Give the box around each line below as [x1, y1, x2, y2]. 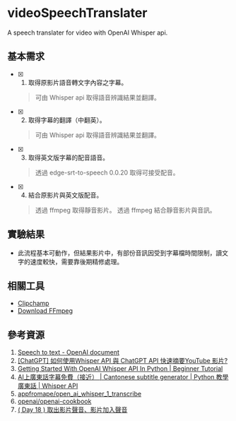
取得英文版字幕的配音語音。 [28, 153, 110, 162]
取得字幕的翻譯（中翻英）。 [28, 115, 106, 124]
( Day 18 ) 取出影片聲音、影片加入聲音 [17, 405, 128, 414]
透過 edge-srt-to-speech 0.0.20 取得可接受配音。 [35, 168, 179, 177]
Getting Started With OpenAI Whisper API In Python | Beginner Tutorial [17, 364, 223, 373]
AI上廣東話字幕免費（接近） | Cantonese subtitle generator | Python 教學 [17, 373, 229, 381]
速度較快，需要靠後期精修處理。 [30, 257, 124, 266]
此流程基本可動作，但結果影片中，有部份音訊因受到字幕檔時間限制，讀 [17, 249, 223, 257]
